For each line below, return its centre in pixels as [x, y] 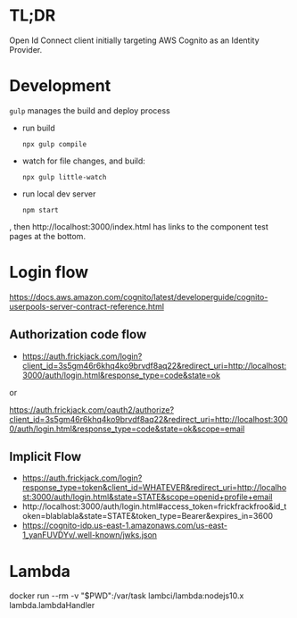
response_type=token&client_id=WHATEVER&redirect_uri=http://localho [154, 488]
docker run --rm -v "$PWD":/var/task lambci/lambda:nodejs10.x [127, 596]
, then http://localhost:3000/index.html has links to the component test [139, 226]
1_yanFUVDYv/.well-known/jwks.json [90, 535]
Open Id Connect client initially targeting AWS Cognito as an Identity [135, 40]
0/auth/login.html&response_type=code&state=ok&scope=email [127, 429]
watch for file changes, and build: [83, 161]
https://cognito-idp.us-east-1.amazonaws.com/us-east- [124, 526]
